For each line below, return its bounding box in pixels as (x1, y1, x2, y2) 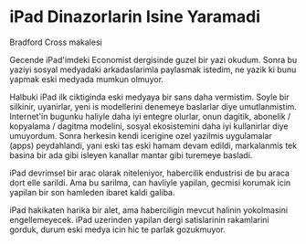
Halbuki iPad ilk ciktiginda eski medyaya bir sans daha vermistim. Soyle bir (9, 91, 290, 102)
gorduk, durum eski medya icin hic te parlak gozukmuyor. (9, 224, 226, 235)
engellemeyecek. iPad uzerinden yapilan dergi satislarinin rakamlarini (9, 214, 269, 225)
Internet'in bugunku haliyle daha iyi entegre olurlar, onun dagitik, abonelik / (9, 111, 291, 122)
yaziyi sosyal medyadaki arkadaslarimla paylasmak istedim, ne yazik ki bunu (9, 64, 297, 75)
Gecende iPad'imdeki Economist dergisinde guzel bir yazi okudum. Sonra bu (9, 54, 298, 65)
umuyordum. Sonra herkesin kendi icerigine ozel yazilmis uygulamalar (9, 130, 272, 141)
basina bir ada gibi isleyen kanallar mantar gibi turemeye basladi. (9, 149, 253, 161)
